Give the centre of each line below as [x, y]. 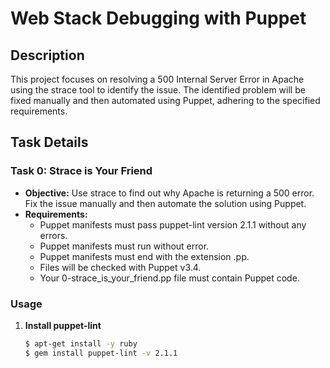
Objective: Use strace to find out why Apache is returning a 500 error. [169, 193]
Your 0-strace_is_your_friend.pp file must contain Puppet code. [169, 278]
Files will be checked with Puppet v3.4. [120, 267]
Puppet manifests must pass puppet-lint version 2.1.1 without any [173, 224]
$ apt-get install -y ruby [81, 343]
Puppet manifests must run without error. [124, 246]
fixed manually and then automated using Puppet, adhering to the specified [165, 100]
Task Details [49, 142]
